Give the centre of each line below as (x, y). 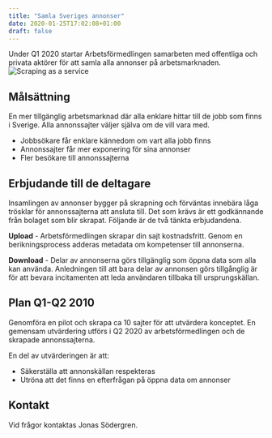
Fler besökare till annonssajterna (74, 158)
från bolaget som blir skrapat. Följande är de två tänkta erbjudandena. (125, 220)
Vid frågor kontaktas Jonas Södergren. (73, 425)
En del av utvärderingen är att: (59, 355)
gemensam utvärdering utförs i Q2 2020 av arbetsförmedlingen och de (127, 331)
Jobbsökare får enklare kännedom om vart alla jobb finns (115, 141)
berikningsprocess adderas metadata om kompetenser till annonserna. (126, 245)
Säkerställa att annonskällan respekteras (87, 371)
